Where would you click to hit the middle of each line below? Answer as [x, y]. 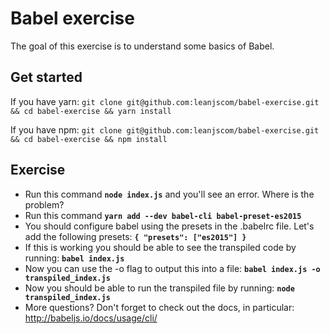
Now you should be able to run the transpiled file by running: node [159, 288]
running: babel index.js [74, 258]
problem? [44, 204]
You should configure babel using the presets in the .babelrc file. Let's [169, 226]
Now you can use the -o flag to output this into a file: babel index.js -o [172, 268]
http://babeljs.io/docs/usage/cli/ [91, 318]
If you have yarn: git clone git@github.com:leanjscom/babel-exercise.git [165, 101]
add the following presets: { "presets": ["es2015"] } [135, 236]
